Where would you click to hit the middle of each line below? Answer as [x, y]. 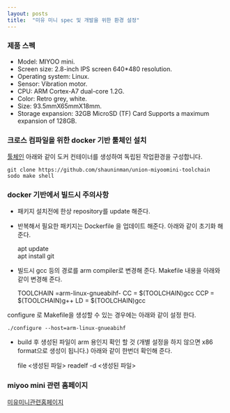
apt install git [36, 256]
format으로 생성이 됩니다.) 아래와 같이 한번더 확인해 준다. [95, 351]
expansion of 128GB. [47, 121]
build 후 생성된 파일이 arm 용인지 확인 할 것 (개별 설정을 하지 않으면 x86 [115, 342]
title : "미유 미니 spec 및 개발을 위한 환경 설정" [74, 20]
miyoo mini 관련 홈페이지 [48, 386]
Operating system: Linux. [53, 76]
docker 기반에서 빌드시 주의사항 [58, 195]
